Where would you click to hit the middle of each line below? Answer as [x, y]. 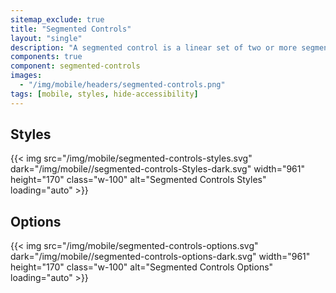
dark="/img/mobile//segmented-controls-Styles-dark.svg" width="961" [158, 169]
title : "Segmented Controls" [71, 29]
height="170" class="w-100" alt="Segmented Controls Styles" [138, 180]
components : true [46, 57]
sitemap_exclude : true [57, 19]
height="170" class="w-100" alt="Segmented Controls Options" [142, 267]
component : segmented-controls [75, 66]
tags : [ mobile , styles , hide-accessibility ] [104, 94]
